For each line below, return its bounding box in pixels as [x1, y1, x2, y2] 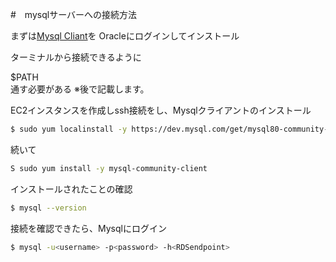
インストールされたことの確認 [10, 183, 133, 195]
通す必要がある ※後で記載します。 [10, 83, 150, 95]
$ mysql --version [10, 203, 87, 213]
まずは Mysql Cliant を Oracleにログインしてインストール [10, 30, 240, 42]
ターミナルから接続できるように [10, 51, 142, 63]
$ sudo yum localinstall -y [10, 124, 128, 134]
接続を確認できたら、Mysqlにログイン [10, 222, 167, 234]
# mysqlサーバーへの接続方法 [10, 9, 138, 20]
